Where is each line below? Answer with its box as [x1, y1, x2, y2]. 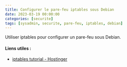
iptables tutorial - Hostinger [12, 56, 68, 62]
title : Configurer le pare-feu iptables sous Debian [5, 7, 114, 12]
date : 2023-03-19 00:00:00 [5, 12, 60, 17]
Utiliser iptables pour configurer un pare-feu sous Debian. [5, 34, 121, 40]
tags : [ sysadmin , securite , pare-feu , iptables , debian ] [5, 21, 123, 26]
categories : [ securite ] [5, 16, 54, 21]
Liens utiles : [5, 45, 32, 51]
